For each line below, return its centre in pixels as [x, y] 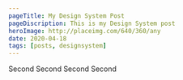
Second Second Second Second [63, 69]
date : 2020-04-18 [38, 38]
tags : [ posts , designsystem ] [57, 46]
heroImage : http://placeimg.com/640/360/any [85, 31]
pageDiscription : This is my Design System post [92, 23]
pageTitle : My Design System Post [67, 16]
